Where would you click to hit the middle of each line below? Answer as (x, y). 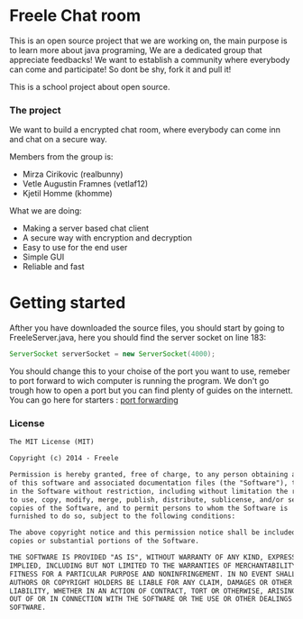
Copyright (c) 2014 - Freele (64, 459)
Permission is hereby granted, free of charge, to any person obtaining (149, 475)
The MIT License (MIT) (52, 442)
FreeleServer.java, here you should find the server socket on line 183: (138, 338)
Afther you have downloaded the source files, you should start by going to (147, 328)
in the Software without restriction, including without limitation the (149, 491)
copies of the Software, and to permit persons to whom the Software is (149, 508)
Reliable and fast (53, 267)
